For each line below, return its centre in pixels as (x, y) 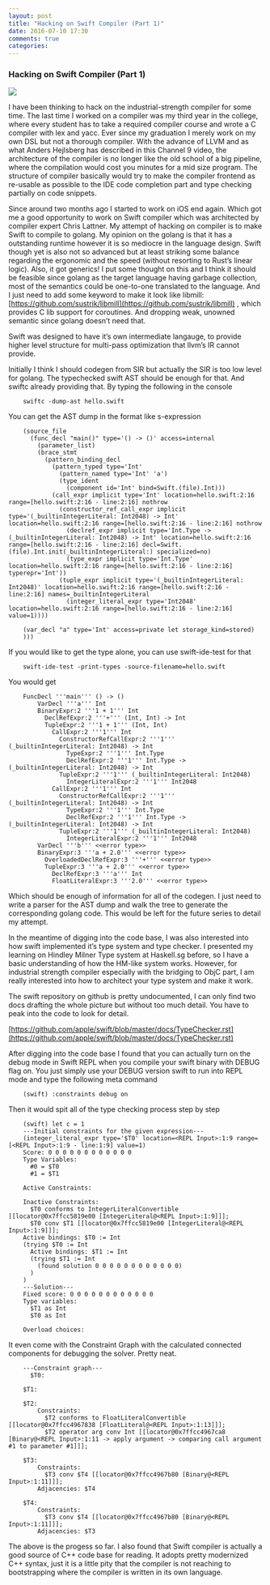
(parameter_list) (66, 446)
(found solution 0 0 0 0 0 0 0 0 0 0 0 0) (110, 1266)
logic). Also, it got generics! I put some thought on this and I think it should (132, 269)
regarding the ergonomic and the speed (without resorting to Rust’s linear (131, 261)
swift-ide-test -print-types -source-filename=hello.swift (124, 667)
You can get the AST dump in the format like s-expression (105, 417)
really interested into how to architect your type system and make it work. (131, 980)
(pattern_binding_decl (82, 460)
